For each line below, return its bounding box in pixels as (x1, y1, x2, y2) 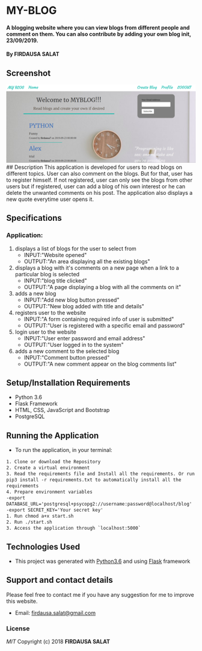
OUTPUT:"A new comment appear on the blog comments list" (23, 360, 177, 367)
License (6, 624, 30, 632)
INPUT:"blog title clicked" (23, 277, 87, 284)
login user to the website (14, 328, 76, 335)
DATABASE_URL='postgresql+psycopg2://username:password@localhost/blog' (6, 501, 192, 507)
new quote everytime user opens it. (6, 195, 94, 203)
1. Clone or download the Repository (6, 459, 101, 465)
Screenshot (6, 68, 51, 78)
